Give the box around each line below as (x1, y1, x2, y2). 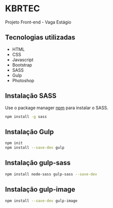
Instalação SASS (5, 92, 57, 100)
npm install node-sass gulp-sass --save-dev (5, 172, 97, 177)
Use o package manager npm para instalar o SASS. (5, 105, 109, 111)
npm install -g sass (5, 114, 47, 119)
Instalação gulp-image (5, 185, 76, 194)
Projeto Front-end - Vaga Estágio (5, 19, 72, 25)
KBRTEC (5, 3, 40, 14)
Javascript (12, 57, 34, 63)
